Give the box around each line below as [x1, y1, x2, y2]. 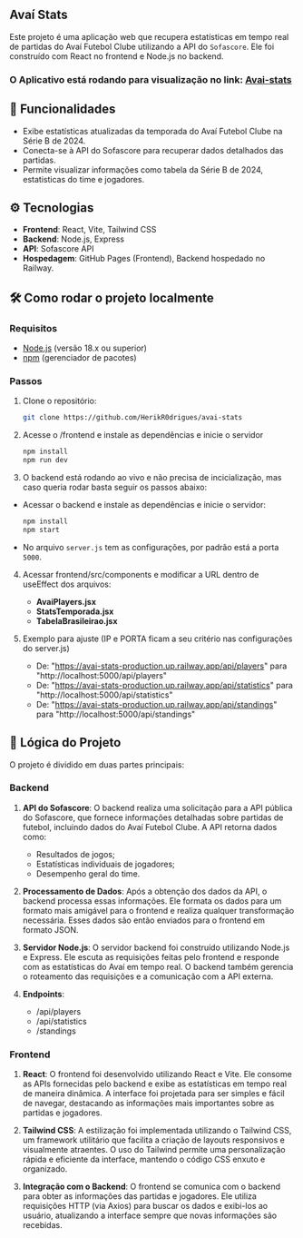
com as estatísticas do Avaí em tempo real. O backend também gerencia [22, 961, 294, 972]
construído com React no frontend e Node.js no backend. [9, 50, 224, 62]
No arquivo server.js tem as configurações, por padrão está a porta [22, 541, 279, 552]
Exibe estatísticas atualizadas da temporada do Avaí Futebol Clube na [22, 125, 283, 136]
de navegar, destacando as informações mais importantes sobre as [22, 1098, 275, 1109]
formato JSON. [22, 924, 79, 935]
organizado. [22, 1164, 68, 1174]
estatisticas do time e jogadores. [22, 173, 145, 184]
